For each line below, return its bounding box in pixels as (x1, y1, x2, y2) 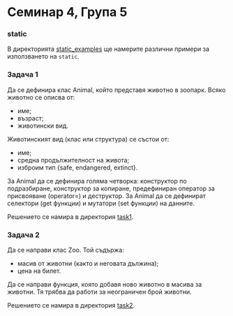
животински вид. (17, 121, 68, 130)
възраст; (17, 114, 44, 122)
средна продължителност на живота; (17, 156, 130, 164)
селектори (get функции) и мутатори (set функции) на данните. (7, 199, 195, 207)
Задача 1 (7, 70, 38, 80)
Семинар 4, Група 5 (7, 4, 128, 20)
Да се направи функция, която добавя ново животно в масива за (7, 280, 202, 289)
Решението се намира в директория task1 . (7, 212, 134, 220)
